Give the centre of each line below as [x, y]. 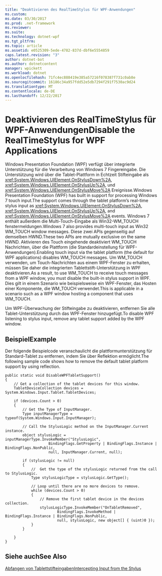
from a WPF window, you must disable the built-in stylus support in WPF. [78, 278]
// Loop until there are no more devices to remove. [85, 486]
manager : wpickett [24, 69]
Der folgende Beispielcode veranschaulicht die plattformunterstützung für [79, 351]
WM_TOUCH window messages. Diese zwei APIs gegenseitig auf [70, 231]
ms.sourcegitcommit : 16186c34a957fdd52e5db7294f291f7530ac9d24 [70, 82]
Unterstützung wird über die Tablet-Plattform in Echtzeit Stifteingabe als [77, 175]
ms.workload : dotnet [26, 73]
